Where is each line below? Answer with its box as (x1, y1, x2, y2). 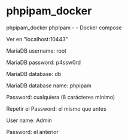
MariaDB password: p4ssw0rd (6, 59, 81, 66)
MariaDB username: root (6, 47, 67, 54)
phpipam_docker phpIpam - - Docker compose (6, 24, 122, 31)
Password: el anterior (6, 128, 59, 135)
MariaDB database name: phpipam (6, 82, 92, 89)
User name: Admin (6, 117, 52, 124)
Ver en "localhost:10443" (6, 35, 68, 42)
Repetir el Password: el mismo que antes (6, 105, 106, 112)
